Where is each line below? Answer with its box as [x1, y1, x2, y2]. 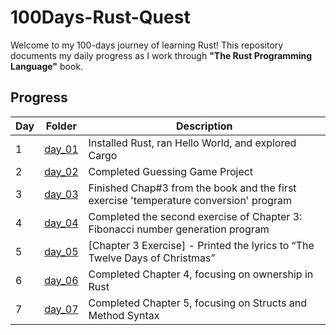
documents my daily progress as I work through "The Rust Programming [10, 49, 313, 61]
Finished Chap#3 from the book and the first [88, 181, 297, 195]
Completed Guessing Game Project [88, 164, 254, 178]
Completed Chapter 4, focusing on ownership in [88, 267, 314, 281]
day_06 [44, 273, 79, 287]
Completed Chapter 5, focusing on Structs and [88, 296, 308, 310]
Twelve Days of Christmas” [88, 251, 216, 265]
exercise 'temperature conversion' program [88, 193, 292, 207]
